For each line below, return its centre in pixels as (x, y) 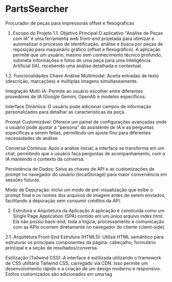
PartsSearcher (37, 9)
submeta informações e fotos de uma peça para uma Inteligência (82, 60)
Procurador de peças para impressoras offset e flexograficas (70, 23)
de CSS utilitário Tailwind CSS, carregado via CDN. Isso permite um (77, 263)
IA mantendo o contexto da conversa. (45, 159)
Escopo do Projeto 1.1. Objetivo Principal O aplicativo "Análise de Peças (88, 33)
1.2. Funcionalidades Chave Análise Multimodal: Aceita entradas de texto (82, 75)
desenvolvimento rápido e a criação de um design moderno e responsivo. (83, 268)
